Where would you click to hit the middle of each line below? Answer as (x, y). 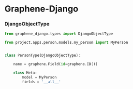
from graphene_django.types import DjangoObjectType (59, 34)
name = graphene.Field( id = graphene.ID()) (55, 64)
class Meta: (25, 73)
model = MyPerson (39, 77)
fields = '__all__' (42, 82)
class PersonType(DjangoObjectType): (43, 56)
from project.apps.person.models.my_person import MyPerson (66, 43)
